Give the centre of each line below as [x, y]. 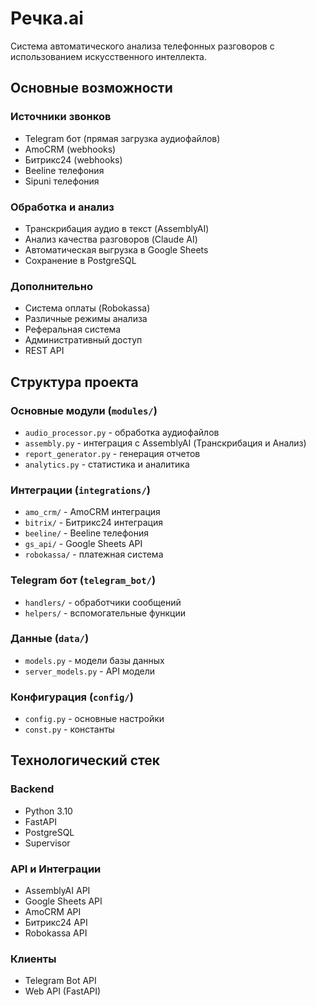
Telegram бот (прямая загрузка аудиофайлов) [122, 138]
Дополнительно [51, 286]
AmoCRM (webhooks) [70, 149]
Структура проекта [74, 382]
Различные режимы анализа [86, 319]
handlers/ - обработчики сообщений [103, 602]
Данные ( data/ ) [50, 639]
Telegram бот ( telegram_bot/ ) [83, 580]
